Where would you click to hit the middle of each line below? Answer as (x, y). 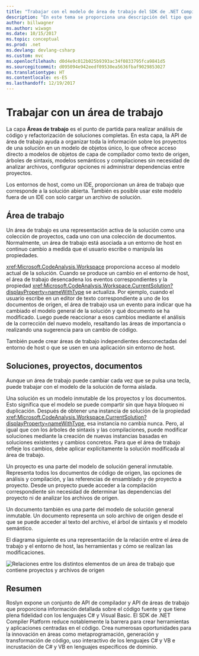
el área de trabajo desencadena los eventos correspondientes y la (87, 279)
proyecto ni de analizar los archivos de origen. (63, 498)
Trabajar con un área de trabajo (85, 113)
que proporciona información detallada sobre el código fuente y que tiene (96, 609)
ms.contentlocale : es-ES (37, 78)
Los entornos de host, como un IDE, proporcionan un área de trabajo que (95, 184)
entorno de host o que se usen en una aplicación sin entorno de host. (91, 347)
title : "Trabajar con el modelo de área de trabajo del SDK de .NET (92, 12)
